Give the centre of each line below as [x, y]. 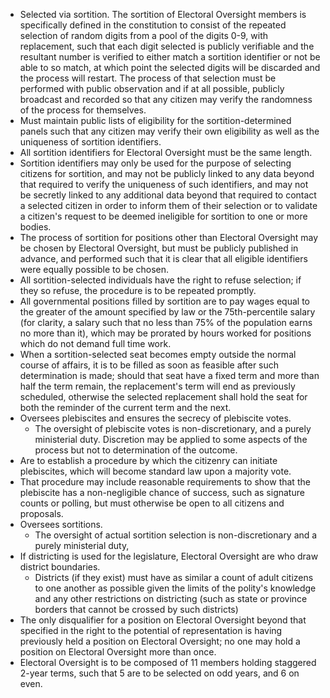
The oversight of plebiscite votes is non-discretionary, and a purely [173, 428]
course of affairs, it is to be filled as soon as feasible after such [149, 365]
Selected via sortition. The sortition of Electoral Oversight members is [163, 14]
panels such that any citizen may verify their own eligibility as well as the [169, 131]
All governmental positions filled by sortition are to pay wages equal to [164, 301]
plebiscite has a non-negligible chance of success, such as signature [162, 492]
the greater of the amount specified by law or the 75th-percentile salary [167, 312]
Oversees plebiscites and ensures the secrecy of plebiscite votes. [155, 418]
